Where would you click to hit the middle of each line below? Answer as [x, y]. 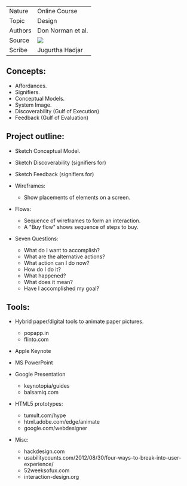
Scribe [19, 50]
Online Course [57, 11]
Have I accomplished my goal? [62, 288]
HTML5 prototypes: [39, 404]
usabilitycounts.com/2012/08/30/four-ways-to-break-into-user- [102, 458]
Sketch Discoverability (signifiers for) [60, 162]
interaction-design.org [51, 477]
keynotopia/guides [47, 386]
